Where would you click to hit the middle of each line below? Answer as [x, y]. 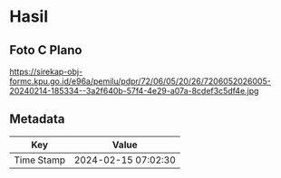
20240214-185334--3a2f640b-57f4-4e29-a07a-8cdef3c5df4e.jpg [134, 91]
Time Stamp [40, 160]
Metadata [37, 119]
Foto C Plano [46, 50]
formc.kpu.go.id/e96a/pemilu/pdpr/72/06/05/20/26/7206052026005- [140, 81]
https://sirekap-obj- [46, 71]
